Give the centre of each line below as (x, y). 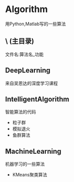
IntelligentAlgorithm (37, 99)
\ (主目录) (19, 41)
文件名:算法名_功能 (24, 54)
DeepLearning (28, 71)
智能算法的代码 (20, 112)
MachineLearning (33, 151)
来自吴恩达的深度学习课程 (31, 83)
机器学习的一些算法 (25, 164)
